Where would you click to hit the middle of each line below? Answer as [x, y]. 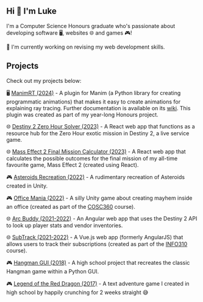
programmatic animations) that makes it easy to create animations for [94, 102]
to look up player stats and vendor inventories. [65, 225]
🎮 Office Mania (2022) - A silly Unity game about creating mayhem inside [100, 198]
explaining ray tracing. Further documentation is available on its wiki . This [98, 108]
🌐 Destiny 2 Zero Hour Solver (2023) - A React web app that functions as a [101, 126]
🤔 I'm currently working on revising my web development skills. [86, 47]
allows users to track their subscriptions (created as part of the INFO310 [97, 244]
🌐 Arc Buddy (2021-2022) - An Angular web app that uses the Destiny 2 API [102, 218]
